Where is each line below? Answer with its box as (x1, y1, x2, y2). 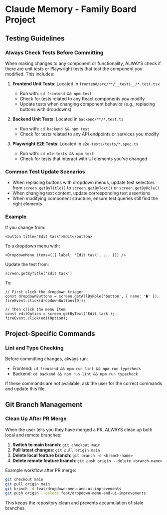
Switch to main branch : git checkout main (12, 441, 101, 447)
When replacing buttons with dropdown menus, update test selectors (12, 179, 155, 185)
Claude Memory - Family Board (5, 3, 137, 15)
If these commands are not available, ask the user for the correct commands (5, 380, 163, 386)
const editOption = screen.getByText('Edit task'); (5, 311, 115, 316)
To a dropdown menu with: (5, 243, 60, 249)
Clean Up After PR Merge (5, 415, 67, 422)
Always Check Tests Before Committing (5, 49, 104, 56)
